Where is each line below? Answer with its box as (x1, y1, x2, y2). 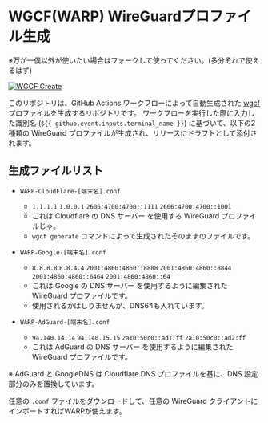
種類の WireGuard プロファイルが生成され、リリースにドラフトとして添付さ (8, 128, 258, 137)
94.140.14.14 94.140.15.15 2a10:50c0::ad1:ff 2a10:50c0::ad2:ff (31, 334, 246, 342)
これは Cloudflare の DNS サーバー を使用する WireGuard (31, 210, 220, 221)
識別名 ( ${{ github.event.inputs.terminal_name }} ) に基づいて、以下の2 (14, 118, 256, 128)
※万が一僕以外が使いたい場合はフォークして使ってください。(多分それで (8, 55, 246, 65)
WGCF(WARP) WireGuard (8, 7, 182, 26)
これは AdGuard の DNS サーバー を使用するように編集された (31, 342, 234, 352)
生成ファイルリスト (8, 164, 103, 177)
